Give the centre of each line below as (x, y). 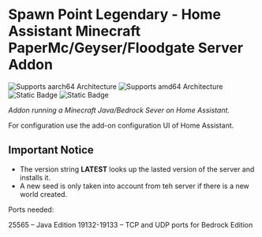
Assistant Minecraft (75, 31)
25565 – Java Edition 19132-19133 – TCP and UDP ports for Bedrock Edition (131, 224)
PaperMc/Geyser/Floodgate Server (125, 48)
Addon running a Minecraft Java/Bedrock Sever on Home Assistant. (119, 110)
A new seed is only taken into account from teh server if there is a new (135, 186)
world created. (43, 194)
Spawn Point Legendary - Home (114, 15)
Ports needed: (31, 209)
